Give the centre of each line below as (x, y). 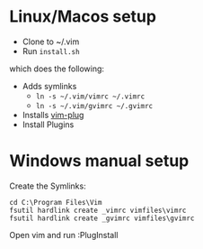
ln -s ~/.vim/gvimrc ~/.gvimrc (94, 106)
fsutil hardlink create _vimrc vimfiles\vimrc (98, 210)
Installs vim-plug (53, 115)
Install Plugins (48, 124)
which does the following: (57, 69)
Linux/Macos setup (83, 17)
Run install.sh (51, 51)
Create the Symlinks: (48, 186)
